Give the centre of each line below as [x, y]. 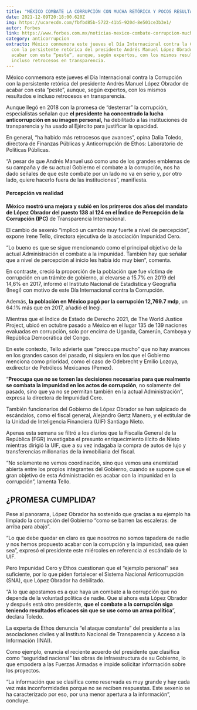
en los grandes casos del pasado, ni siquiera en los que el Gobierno [88, 355]
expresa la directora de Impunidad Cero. [55, 397]
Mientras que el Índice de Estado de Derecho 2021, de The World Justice [94, 319]
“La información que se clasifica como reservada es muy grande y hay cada [98, 682]
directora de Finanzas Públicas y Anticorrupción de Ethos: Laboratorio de [95, 144]
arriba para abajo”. [28, 526]
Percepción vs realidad [35, 193]
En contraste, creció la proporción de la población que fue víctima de [89, 271]
